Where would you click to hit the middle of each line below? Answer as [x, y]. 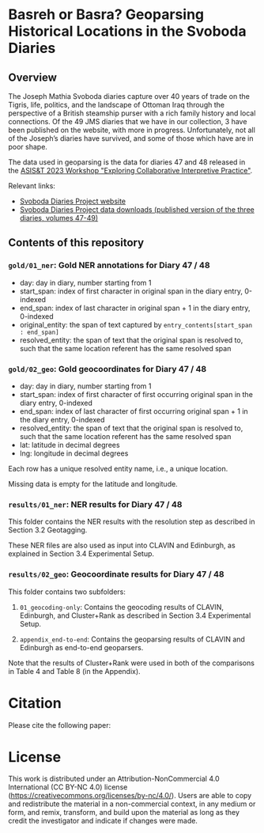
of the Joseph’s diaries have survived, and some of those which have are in [131, 138]
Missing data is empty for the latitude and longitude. [93, 483]
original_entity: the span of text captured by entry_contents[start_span [136, 324]
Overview [33, 77]
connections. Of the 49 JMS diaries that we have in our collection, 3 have [128, 121]
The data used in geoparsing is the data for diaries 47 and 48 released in [127, 162]
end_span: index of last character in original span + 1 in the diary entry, [135, 308]
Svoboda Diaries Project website [73, 201]
